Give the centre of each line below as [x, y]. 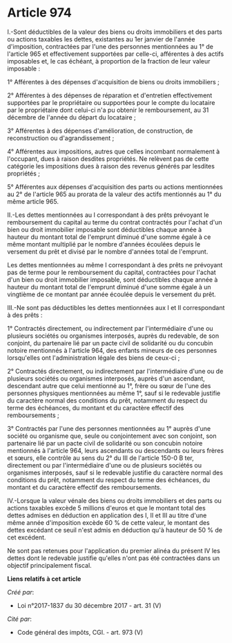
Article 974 [40, 13]
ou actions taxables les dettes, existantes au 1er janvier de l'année [101, 39]
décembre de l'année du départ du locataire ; [71, 117]
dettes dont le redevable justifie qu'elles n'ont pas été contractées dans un [113, 558]
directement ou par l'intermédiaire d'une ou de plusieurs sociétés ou [105, 465]
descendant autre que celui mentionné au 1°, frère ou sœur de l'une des [109, 385]
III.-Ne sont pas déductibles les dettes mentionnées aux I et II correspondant [116, 307]
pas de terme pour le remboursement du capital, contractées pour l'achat [112, 272]
